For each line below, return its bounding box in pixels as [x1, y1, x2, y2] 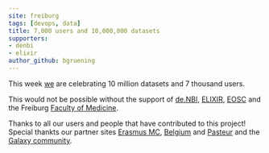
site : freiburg [8, 11, 60, 20]
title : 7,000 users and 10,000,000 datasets [8, 27, 160, 35]
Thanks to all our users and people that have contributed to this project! [8, 118, 246, 128]
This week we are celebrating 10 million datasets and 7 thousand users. [8, 78, 246, 89]
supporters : [8, 34, 48, 43]
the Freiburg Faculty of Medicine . [8, 102, 119, 113]
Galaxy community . [8, 135, 72, 145]
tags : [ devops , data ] [8, 19, 81, 27]
